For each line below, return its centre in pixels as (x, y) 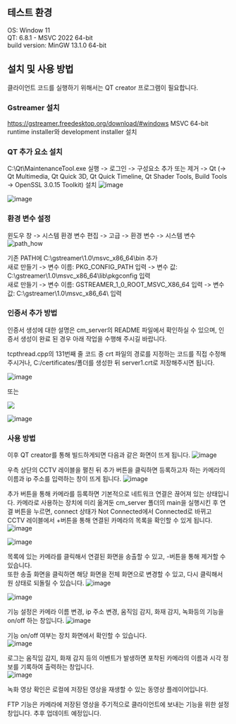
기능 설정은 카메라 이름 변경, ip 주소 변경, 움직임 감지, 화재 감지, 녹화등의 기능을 (116, 612)
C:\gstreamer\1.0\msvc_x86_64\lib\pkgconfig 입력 (79, 275)
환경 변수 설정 (29, 219)
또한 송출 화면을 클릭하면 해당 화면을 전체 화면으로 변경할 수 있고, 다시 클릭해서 (115, 574)
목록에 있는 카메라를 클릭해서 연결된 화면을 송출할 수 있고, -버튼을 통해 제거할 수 (117, 557)
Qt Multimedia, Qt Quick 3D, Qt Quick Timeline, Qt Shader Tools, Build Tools (117, 177)
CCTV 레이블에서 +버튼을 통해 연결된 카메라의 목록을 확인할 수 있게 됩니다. (110, 521)
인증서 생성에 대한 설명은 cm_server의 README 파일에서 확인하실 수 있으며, (112, 330)
